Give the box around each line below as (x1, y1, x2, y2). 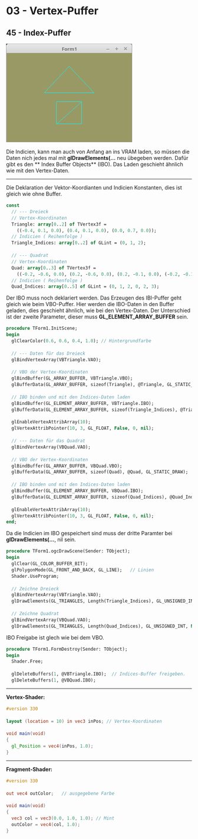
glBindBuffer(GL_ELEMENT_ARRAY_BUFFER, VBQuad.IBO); (11, 488, 144, 494)
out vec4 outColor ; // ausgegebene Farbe (6, 790, 115, 796)
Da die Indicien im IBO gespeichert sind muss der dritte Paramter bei (6, 530, 173, 537)
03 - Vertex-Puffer (6, 4, 99, 18)
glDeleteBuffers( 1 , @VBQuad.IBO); (11, 677, 96, 683)
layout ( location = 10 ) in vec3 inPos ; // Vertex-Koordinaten (6, 718, 162, 724)
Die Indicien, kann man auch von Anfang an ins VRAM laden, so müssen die (6, 148, 190, 155)
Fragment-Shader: (6, 766, 53, 773)
